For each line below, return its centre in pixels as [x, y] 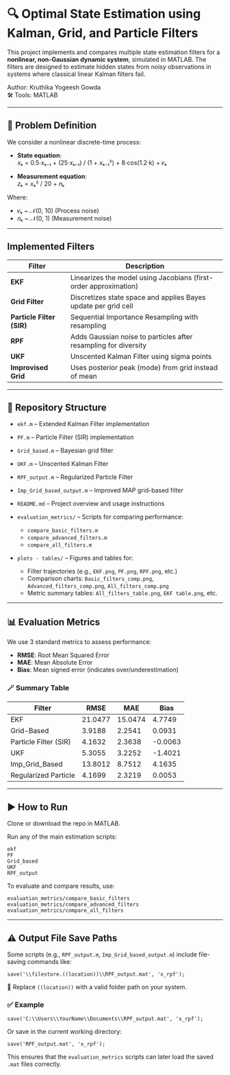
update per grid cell [102, 306]
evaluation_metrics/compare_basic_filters [68, 899]
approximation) [114, 286]
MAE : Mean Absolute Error [55, 663]
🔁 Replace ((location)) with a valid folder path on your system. [97, 987]
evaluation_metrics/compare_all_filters [66, 911]
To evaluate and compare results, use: [61, 886]
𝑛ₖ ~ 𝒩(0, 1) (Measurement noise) [64, 218]
